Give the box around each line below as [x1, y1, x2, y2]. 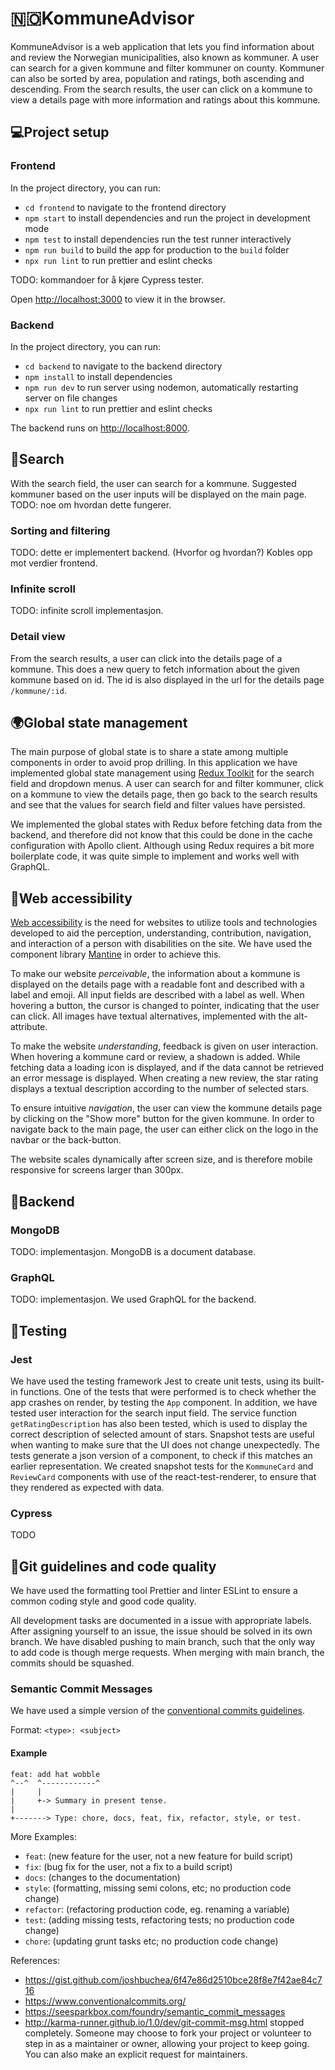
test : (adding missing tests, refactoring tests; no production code [24, 1913, 295, 1926]
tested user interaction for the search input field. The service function [10, 1407, 298, 1419]
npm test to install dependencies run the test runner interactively [24, 233, 292, 245]
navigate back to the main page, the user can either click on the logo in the [10, 1123, 319, 1136]
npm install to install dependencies [24, 370, 173, 382]
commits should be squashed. [10, 1657, 135, 1669]
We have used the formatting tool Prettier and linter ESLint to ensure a [10, 1585, 298, 1597]
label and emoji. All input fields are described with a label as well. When [10, 989, 305, 1001]
